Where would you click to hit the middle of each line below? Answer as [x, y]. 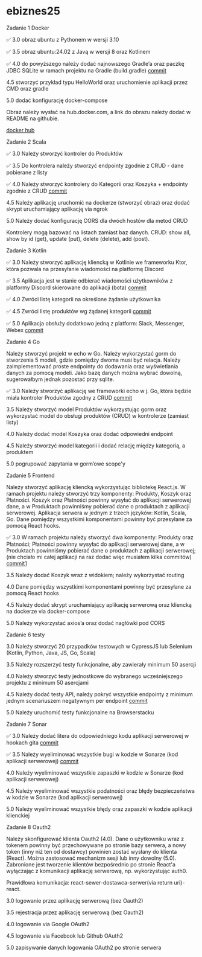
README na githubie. [33, 118]
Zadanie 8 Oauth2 [29, 827]
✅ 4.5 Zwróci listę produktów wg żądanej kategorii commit [79, 311]
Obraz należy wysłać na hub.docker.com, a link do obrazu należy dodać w [99, 112]
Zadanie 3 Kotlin [27, 250]
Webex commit [25, 330]
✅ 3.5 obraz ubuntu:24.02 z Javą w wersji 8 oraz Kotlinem [78, 51]
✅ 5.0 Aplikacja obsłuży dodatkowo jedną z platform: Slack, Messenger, [96, 323]
